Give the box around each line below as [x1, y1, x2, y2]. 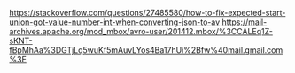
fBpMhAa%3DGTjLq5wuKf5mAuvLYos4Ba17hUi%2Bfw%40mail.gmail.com [9, 45, 283, 55]
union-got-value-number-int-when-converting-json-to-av [9, 17, 221, 27]
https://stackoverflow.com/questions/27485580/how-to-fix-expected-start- [9, 8, 286, 18]
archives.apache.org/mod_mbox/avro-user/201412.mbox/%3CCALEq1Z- [9, 26, 273, 36]
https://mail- [221, 17, 268, 27]
